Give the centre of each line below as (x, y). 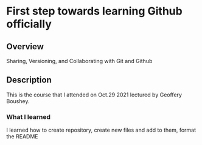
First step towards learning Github (94, 11)
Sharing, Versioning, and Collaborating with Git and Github (79, 61)
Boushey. (18, 101)
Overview (25, 46)
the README (22, 137)
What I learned (28, 116)
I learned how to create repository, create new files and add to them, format (101, 130)
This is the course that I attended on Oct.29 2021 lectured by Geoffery (94, 95)
